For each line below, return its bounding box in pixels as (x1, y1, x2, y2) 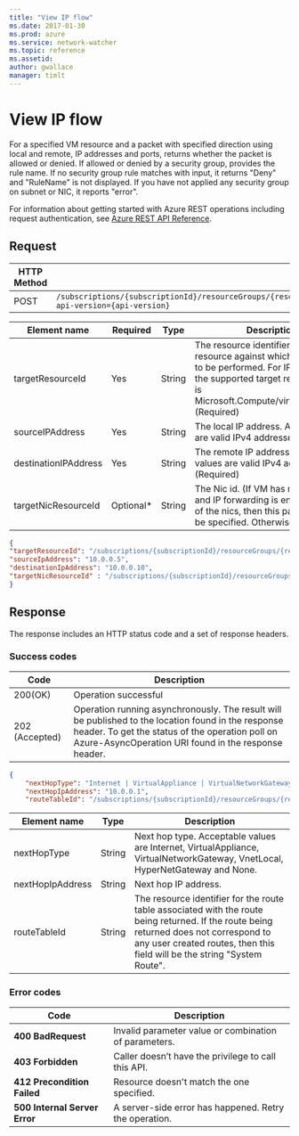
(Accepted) (13, 731, 62, 743)
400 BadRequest (13, 1030, 86, 1042)
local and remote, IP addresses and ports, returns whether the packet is (9, 148, 272, 159)
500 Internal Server (13, 1101, 99, 1114)
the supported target (194, 372, 282, 384)
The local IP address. (194, 420, 283, 432)
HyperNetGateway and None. (133, 863, 258, 876)
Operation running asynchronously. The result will (73, 703, 282, 715)
